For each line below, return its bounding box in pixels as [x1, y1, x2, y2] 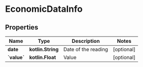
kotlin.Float [29, 54, 56, 61]
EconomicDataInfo [5, 3, 83, 15]
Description [71, 38, 100, 44]
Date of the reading [63, 46, 108, 53]
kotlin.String [29, 46, 59, 53]
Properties [5, 23, 38, 32]
